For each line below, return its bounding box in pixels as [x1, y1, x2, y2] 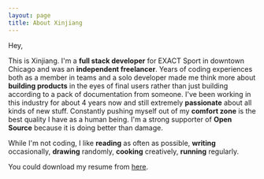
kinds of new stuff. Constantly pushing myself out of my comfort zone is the [8, 106, 256, 115]
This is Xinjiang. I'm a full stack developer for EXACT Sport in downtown [8, 56, 245, 65]
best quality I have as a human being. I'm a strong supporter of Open [8, 114, 232, 124]
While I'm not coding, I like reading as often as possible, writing [8, 138, 217, 147]
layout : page [8, 11, 51, 20]
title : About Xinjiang [8, 19, 83, 27]
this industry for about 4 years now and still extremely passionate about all [8, 98, 252, 107]
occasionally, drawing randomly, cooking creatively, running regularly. [8, 147, 239, 156]
